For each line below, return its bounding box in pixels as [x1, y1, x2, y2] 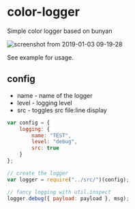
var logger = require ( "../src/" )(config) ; [7, 176, 130, 183]
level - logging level [16, 99, 73, 107]
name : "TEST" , [31, 132, 72, 139]
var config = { [7, 119, 50, 126]
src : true [31, 145, 59, 151]
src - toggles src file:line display [16, 106, 107, 114]
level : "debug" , [31, 138, 78, 145]
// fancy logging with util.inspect [7, 188, 111, 195]
